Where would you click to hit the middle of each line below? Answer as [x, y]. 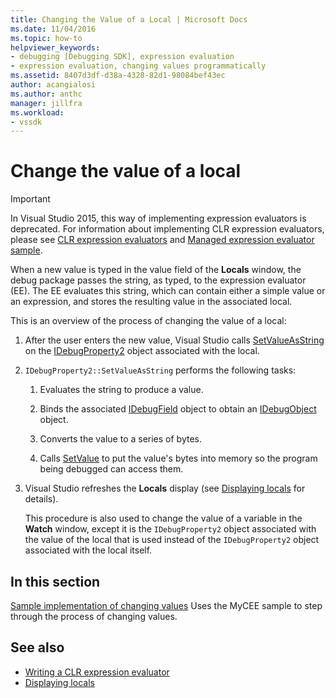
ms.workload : [37, 112]
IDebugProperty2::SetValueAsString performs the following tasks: [160, 370]
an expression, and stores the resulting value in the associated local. [151, 302]
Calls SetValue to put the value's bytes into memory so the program [178, 458]
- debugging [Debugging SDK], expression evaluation [122, 57]
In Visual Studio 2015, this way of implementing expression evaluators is [158, 218]
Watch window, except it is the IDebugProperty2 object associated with [170, 529]
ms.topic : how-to [46, 38]
